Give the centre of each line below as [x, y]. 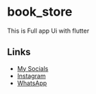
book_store [40, 12]
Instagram [31, 76]
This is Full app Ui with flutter [48, 31]
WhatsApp [32, 83]
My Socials [33, 68]
